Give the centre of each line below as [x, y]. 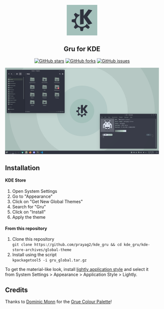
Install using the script [34, 255]
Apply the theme [29, 217]
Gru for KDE [82, 49]
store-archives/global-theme [42, 250]
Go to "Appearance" [32, 196]
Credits [17, 290]
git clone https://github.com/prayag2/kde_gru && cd [67, 245]
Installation [22, 168]
